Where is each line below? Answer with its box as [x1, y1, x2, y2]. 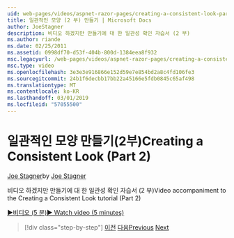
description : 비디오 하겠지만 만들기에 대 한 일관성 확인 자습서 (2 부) [7, 29, 190, 37]
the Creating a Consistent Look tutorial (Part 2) [7, 193, 141, 202]
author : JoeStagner [7, 23, 64, 30]
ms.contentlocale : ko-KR [7, 88, 79, 95]
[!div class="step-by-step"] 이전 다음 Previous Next [24, 223, 169, 231]
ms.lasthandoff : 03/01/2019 [7, 95, 89, 102]
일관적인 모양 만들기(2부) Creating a [7, 133, 204, 149]
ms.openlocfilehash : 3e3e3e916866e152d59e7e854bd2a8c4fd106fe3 [7, 68, 195, 75]
